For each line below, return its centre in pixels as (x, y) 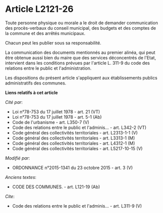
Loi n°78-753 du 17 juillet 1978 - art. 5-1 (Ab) (57, 117)
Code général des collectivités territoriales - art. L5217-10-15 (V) (77, 148)
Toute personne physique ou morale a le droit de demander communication (82, 23)
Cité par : (14, 102)
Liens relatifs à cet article (32, 92)
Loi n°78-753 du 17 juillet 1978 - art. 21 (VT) (56, 112)
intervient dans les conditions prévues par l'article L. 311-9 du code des (78, 63)
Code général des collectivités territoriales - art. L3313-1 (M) (74, 138)
